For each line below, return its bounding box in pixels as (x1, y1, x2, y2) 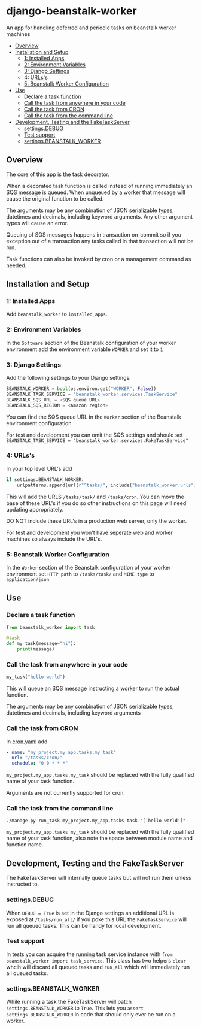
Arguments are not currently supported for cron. (6, 789, 126, 797)
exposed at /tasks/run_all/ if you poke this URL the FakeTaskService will (6, 915, 187, 923)
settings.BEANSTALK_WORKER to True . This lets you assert (6, 1004, 144, 1012)
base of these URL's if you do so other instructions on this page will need (6, 499, 187, 507)
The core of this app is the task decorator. (6, 171, 109, 178)
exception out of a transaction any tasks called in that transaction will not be (6, 237, 194, 244)
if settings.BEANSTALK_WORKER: (6, 476, 84, 483)
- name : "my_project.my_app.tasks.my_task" (6, 749, 117, 755)
